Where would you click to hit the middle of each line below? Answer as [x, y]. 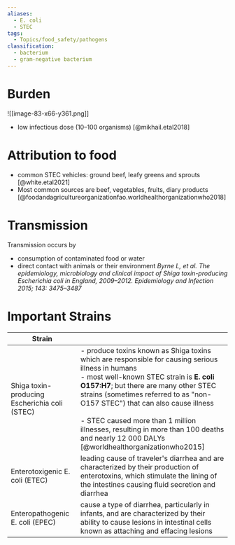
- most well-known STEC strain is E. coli [147, 377]
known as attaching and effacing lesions [147, 531]
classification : [31, 46]
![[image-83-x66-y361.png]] [48, 113]
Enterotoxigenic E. [41, 471]
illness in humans [109, 368]
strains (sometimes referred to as [135, 394]
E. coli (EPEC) [33, 522]
